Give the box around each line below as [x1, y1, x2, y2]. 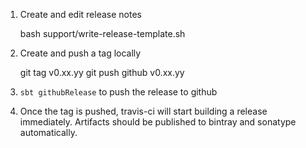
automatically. [19, 127, 78, 138]
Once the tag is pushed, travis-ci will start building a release [19, 105, 268, 117]
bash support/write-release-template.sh [19, 28, 186, 39]
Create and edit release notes [19, 9, 142, 20]
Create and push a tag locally [19, 47, 142, 59]
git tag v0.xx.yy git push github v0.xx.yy [19, 67, 185, 78]
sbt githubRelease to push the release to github [19, 86, 218, 98]
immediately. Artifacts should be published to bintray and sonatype [19, 116, 297, 128]
